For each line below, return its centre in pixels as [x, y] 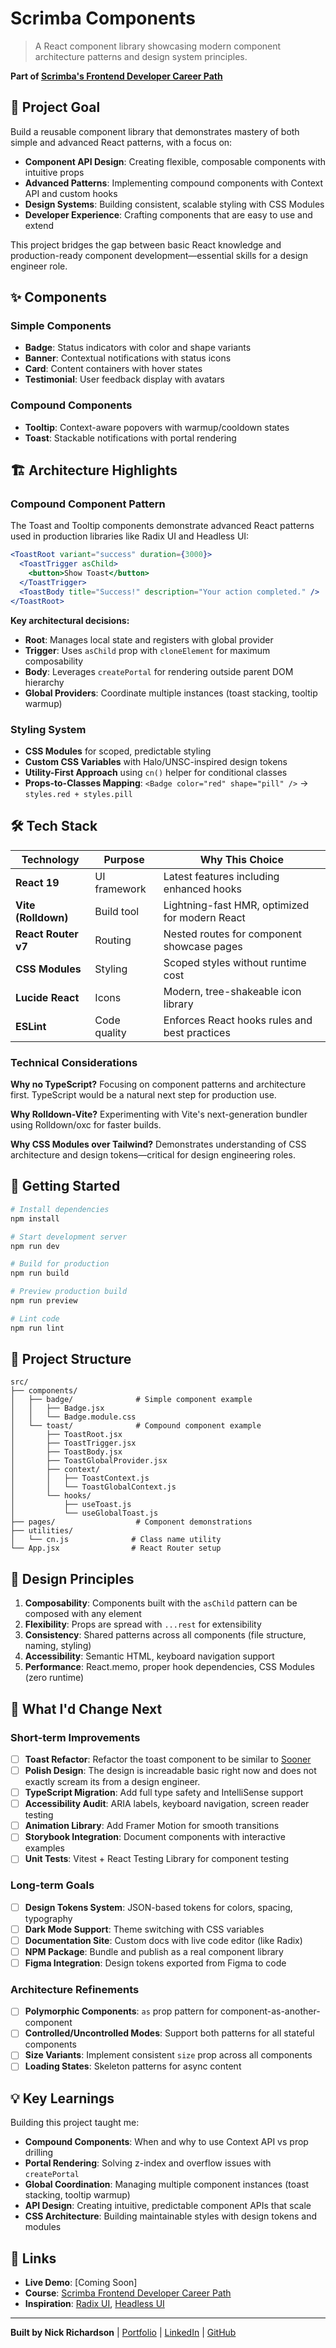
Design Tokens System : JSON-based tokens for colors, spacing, [158, 1907]
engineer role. [39, 266]
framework [120, 889]
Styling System [48, 729]
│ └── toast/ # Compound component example [136, 1426]
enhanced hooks [202, 889]
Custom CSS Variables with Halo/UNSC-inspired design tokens [156, 761]
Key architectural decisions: [70, 620]
